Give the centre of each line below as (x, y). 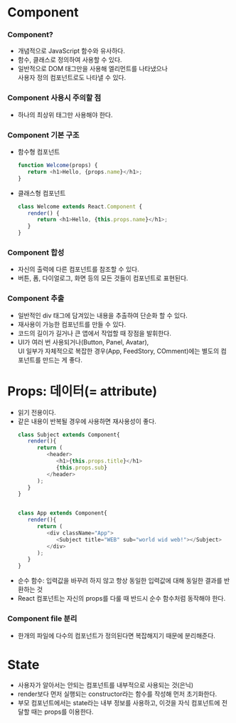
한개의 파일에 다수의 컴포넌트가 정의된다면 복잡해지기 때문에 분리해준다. (116, 635)
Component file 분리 (42, 618)
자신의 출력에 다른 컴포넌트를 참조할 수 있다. (79, 269)
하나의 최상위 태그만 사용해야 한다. (65, 115)
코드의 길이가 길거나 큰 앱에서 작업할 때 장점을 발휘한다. (95, 333)
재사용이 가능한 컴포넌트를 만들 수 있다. (72, 324)
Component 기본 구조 (43, 134)
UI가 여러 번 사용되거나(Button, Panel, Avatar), (83, 342)
